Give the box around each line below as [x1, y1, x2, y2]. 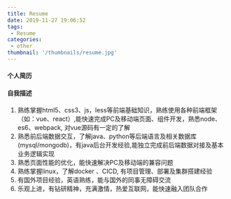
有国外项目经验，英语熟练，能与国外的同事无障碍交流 [17, 175, 171, 184]
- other [10, 43, 33, 50]
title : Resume [7, 10, 49, 17]
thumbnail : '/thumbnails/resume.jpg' [7, 50, 118, 57]
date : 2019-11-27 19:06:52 [7, 17, 86, 24]
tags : [7, 23, 23, 30]
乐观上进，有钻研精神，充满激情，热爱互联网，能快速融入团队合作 [17, 184, 208, 193]
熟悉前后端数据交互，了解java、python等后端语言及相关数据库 [17, 132, 197, 140]
